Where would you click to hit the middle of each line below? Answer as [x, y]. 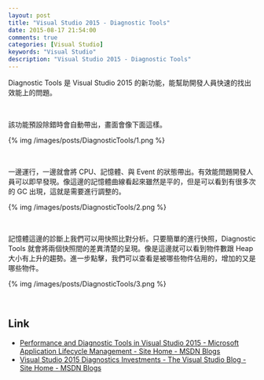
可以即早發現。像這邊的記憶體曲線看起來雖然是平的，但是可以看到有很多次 [135, 181]
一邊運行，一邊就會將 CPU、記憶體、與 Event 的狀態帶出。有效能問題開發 [127, 172]
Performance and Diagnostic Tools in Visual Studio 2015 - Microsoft [129, 342]
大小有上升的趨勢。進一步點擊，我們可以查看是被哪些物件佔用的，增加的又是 [132, 258]
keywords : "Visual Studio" [52, 52]
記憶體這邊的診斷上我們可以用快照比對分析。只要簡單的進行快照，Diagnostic [132, 238]
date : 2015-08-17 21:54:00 [52, 30]
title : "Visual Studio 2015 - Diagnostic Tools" [89, 23]
